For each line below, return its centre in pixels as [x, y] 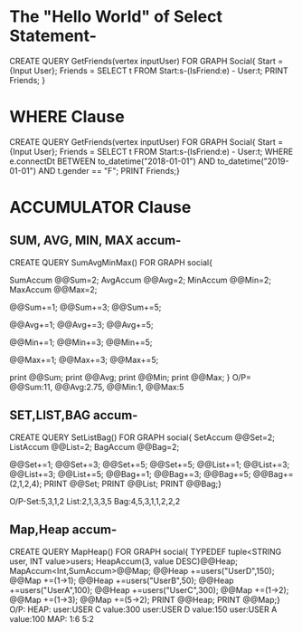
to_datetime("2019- [253, 161]
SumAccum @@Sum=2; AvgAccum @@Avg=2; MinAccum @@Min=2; [140, 280]
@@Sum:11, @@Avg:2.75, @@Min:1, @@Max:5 [97, 387]
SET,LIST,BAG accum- [74, 415]
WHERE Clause [67, 117]
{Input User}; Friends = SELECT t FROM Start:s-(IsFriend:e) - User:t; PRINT [149, 71]
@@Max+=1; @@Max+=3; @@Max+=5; [84, 359]
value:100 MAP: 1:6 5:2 [52, 618]
